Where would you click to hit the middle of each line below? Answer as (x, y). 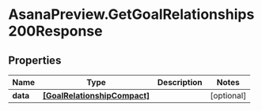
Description (180, 82)
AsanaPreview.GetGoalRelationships (131, 15)
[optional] (228, 96)
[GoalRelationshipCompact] (96, 96)
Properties (35, 60)
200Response (55, 31)
